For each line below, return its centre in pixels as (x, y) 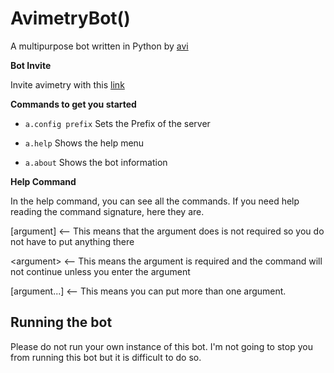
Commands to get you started (73, 104)
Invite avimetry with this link (67, 84)
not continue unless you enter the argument (100, 271)
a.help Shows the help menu (84, 143)
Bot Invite (31, 65)
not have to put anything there (72, 241)
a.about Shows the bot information (96, 162)
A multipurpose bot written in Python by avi (99, 46)
